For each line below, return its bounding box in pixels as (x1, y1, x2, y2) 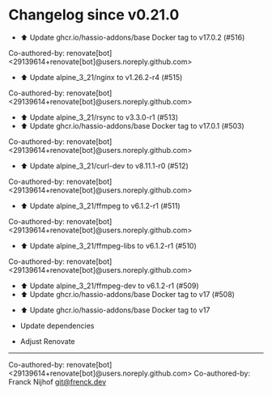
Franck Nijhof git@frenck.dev (8, 376, 107, 386)
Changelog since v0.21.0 (8, 6, 180, 24)
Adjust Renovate (19, 336, 75, 346)
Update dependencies (19, 321, 95, 330)
